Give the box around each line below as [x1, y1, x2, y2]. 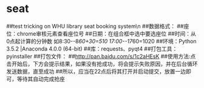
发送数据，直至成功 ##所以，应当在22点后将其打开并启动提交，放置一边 [6, 68, 186, 75]
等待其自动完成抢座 [16, 75, 65, 83]
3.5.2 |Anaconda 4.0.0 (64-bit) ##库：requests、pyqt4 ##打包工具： [6, 45, 178, 52]
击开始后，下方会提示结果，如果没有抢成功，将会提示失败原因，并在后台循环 [6, 60, 198, 68]
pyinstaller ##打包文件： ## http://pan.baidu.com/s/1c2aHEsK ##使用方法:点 [6, 52, 196, 60]
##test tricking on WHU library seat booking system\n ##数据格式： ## [6, 22, 184, 30]
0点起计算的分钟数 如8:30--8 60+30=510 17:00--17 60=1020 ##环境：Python [6, 37, 197, 45]
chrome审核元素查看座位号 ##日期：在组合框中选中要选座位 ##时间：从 [16, 30, 196, 37]
